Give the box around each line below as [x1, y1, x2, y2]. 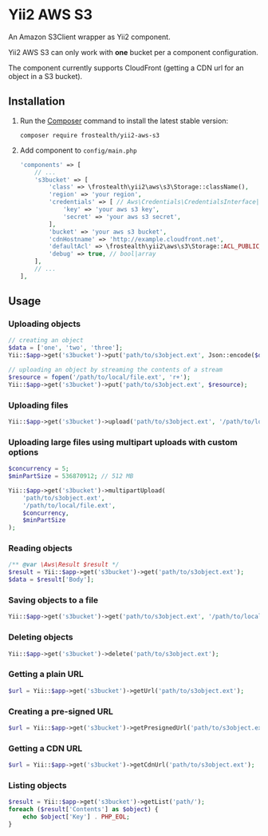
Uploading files [8, 400, 69, 411]
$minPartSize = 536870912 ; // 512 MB [8, 472, 134, 480]
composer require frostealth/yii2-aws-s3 [19, 131, 160, 139]
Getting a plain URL [8, 669, 84, 680]
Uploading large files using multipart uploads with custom [8, 436, 238, 448]
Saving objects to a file [8, 595, 98, 605]
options [8, 446, 39, 457]
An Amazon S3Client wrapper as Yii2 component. [8, 32, 171, 42]
